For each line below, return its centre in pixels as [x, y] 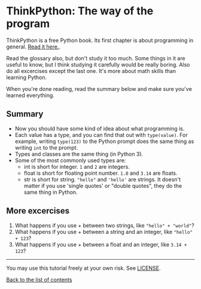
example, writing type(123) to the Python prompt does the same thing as [104, 141]
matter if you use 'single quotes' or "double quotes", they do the [103, 185]
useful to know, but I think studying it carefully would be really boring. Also [98, 65]
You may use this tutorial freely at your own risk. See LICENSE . [83, 268]
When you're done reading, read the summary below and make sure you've [99, 89]
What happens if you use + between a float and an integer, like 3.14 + [101, 244]
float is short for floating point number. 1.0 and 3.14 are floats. [100, 173]
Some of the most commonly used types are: [70, 160]
